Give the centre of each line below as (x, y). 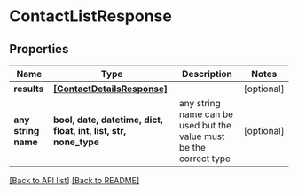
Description (207, 74)
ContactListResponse (91, 16)
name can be (206, 114)
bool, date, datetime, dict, (108, 120)
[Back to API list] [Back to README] (74, 180)
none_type (76, 142)
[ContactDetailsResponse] (110, 89)
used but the (205, 125)
